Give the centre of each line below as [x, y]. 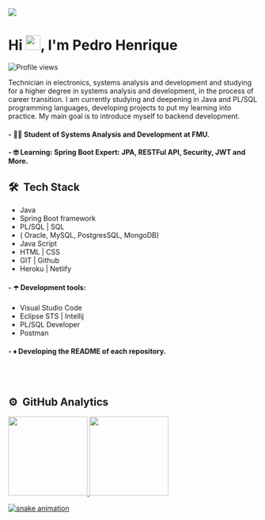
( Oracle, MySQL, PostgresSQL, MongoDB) [89, 235]
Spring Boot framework [58, 218]
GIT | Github [40, 260]
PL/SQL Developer [50, 325]
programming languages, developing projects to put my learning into [120, 107]
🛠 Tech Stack [44, 187]
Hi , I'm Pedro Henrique [93, 45]
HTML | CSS [40, 251]
